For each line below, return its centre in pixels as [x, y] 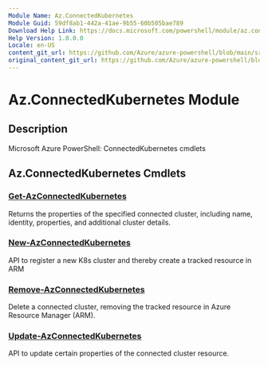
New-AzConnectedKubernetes [70, 243]
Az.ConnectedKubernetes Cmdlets [97, 174]
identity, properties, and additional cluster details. [90, 222]
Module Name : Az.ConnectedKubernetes [71, 16]
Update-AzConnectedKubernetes [75, 336]
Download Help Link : [43, 30]
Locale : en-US [32, 46]
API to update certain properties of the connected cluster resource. [119, 353]
